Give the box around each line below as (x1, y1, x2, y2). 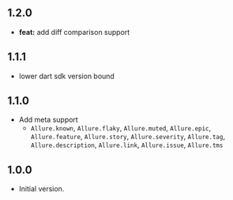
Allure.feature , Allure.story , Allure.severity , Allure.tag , (30, 132, 226, 142)
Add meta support (18, 115, 78, 125)
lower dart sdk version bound (18, 71, 115, 81)
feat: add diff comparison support (18, 27, 130, 36)
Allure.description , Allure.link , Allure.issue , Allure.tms (30, 140, 224, 149)
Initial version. (18, 184, 65, 194)
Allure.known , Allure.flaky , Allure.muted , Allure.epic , (30, 123, 212, 133)
